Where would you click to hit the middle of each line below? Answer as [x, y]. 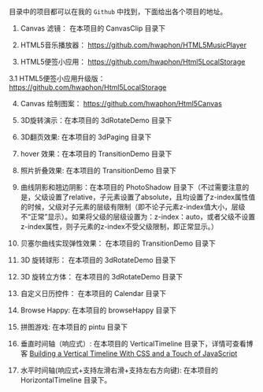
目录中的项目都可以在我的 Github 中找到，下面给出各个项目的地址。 [118, 11]
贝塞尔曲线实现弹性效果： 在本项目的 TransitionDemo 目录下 [118, 243]
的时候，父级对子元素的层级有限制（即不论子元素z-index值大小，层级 [133, 207]
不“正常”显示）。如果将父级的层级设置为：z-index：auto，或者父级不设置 [138, 216]
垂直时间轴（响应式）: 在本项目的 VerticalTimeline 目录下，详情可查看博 [137, 344]
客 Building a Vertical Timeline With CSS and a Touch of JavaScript [129, 353]
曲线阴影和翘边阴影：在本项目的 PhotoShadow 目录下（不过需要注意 [131, 187]
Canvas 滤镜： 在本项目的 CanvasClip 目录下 [93, 28]
